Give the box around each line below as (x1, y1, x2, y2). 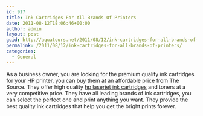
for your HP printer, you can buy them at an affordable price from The (6, 77, 179, 84)
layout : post (6, 31, 39, 37)
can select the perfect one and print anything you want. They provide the (6, 96, 188, 103)
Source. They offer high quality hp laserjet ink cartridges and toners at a (6, 83, 186, 91)
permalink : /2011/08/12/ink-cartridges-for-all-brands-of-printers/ (6, 43, 182, 49)
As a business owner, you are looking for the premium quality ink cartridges (6, 70, 195, 77)
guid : (6, 37, 20, 43)
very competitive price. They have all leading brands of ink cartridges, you (6, 89, 192, 97)
